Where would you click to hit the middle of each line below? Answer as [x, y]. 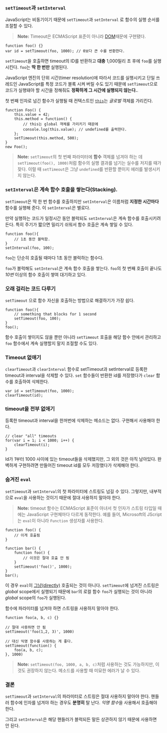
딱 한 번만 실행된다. [50, 67]
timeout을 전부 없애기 [30, 409]
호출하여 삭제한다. [32, 382]
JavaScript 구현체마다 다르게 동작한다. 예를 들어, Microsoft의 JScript [94, 514]
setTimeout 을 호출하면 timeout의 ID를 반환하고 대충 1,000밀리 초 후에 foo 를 [79, 61]
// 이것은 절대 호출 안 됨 [46, 558]
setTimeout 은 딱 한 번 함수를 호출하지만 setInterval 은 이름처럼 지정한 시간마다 [82, 201]
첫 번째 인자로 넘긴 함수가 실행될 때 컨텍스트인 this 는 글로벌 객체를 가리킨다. [79, 101]
